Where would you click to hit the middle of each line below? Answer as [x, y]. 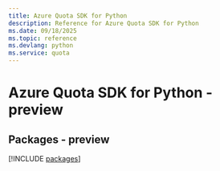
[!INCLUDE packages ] [45, 159]
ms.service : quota [39, 53]
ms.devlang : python [41, 46]
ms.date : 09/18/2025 [43, 31]
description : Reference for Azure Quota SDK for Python [104, 23]
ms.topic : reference [43, 38]
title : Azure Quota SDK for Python [68, 16]
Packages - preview [59, 139]
